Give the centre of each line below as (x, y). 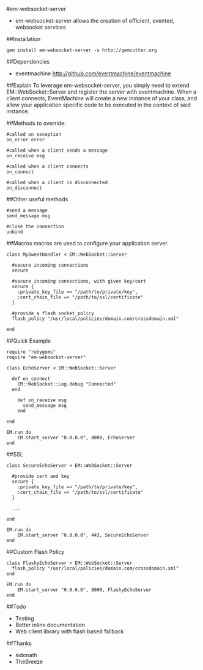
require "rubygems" (31, 352)
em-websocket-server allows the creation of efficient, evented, (95, 20)
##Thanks (19, 643)
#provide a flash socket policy (53, 313)
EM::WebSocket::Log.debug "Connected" (67, 384)
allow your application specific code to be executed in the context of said (98, 105)
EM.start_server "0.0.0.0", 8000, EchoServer (76, 437)
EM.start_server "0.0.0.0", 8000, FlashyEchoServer (84, 590)
